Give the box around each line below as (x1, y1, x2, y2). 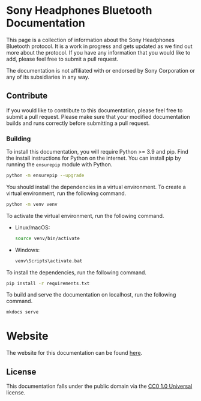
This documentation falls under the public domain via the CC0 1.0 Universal (6, 382, 193, 390)
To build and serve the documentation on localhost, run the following (6, 291, 176, 298)
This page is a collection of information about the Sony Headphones (6, 36, 175, 43)
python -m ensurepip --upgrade (6, 172, 85, 179)
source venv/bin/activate (14, 235, 80, 241)
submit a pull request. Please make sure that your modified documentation (6, 113, 190, 120)
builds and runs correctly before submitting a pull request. (6, 119, 150, 127)
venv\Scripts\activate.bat (14, 258, 83, 264)
